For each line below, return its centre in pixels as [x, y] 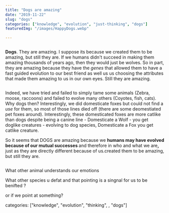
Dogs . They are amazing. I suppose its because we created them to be [79, 52]
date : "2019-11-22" [26, 15]
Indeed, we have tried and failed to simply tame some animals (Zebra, [78, 93]
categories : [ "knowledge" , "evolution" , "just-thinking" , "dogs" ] [76, 24]
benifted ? [16, 186]
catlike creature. [22, 130]
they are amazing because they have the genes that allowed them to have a [84, 68]
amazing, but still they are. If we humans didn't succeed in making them [80, 57]
